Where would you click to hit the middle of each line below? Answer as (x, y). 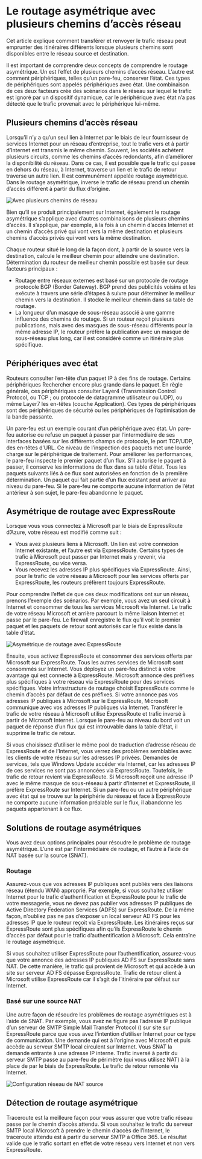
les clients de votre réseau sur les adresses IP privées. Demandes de (92, 758)
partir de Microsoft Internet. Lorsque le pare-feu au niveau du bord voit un (98, 721)
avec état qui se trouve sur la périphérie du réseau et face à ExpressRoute (98, 796)
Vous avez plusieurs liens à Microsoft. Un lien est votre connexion (97, 544)
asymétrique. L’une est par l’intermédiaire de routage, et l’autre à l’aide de (97, 849)
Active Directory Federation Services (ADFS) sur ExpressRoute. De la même (100, 910)
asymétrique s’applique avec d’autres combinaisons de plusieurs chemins (98, 218)
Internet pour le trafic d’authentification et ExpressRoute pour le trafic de (96, 897)
